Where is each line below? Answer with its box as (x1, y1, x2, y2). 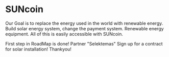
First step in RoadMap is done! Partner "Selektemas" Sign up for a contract (5, 40, 163, 46)
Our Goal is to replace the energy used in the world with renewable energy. (5, 20, 163, 26)
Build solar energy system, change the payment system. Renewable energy (5, 25, 164, 31)
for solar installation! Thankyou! (5, 46, 71, 52)
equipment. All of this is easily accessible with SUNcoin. (5, 31, 124, 37)
